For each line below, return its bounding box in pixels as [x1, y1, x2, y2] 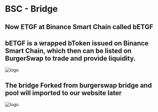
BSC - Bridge [5, 3, 58, 15]
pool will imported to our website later [5, 89, 122, 97]
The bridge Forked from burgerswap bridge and [5, 81, 152, 89]
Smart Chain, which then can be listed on [5, 47, 132, 55]
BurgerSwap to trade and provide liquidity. [5, 54, 136, 63]
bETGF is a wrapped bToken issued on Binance [5, 39, 149, 47]
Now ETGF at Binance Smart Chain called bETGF [5, 23, 154, 31]
